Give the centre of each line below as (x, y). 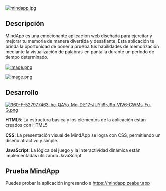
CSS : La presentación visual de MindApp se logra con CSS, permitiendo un (83, 135)
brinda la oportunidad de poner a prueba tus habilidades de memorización (82, 46)
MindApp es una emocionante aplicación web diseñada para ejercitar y (79, 36)
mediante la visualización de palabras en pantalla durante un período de (80, 52)
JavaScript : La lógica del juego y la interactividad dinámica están (73, 150)
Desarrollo (22, 92)
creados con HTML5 (26, 125)
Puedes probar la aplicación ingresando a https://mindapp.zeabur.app (78, 183)
